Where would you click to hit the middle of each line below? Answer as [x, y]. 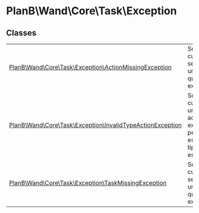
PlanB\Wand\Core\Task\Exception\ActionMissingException [90, 67]
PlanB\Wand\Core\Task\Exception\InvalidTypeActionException [96, 125]
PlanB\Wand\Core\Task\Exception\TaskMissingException [88, 183]
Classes [21, 33]
